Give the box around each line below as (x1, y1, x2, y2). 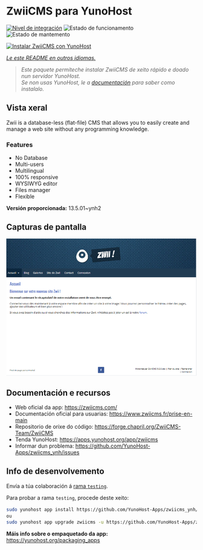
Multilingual (14, 167, 44, 174)
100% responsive (14, 174, 59, 181)
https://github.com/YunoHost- (75, 442, 150, 449)
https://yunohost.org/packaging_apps (6, 537, 100, 544)
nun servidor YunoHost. (21, 72, 80, 79)
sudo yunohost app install (6, 506, 74, 512)
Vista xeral (6, 103, 48, 113)
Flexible (14, 193, 35, 200)
